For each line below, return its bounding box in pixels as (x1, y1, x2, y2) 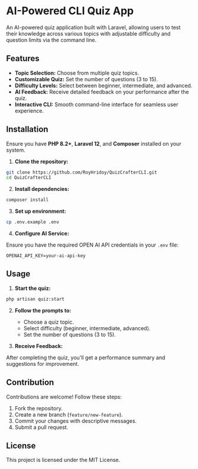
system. (6, 146, 25, 154)
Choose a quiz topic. (23, 318, 74, 326)
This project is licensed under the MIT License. (6, 457, 121, 464)
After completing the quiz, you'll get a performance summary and (6, 354, 165, 361)
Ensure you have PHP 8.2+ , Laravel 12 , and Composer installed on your (6, 140, 181, 147)
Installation (6, 125, 48, 135)
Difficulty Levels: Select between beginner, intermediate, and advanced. (14, 82, 193, 89)
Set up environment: (14, 208, 66, 215)
